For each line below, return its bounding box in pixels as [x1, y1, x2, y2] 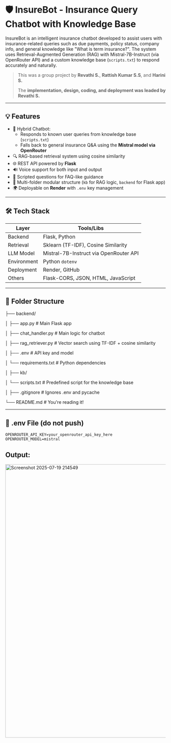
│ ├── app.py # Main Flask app [5, 320, 72, 326]
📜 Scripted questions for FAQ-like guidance [12, 173, 103, 180]
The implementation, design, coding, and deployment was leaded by [17, 87, 166, 93]
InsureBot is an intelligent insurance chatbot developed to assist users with [5, 35, 162, 41]
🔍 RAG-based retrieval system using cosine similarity [12, 153, 126, 159]
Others [8, 274, 24, 281]
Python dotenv [43, 258, 77, 265]
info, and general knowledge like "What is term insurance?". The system [5, 46, 157, 52]
